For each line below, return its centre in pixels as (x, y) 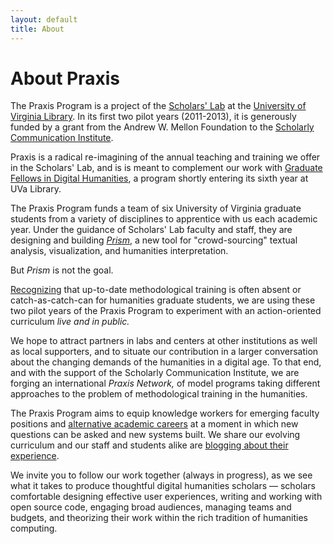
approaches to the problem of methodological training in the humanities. (159, 394)
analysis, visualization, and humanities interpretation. (119, 251)
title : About (37, 29)
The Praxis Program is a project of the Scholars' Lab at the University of (158, 106)
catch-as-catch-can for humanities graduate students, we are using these (163, 300)
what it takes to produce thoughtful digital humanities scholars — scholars (163, 486)
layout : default (44, 19)
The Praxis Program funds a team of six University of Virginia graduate (156, 208)
